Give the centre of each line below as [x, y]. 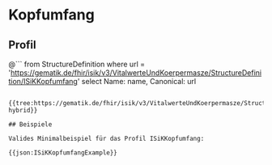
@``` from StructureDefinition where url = [77, 64]
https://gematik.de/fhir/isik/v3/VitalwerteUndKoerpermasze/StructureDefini [136, 73]
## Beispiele [30, 125]
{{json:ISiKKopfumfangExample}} [63, 153]
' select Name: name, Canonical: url [137, 81]
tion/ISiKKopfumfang [43, 81]
